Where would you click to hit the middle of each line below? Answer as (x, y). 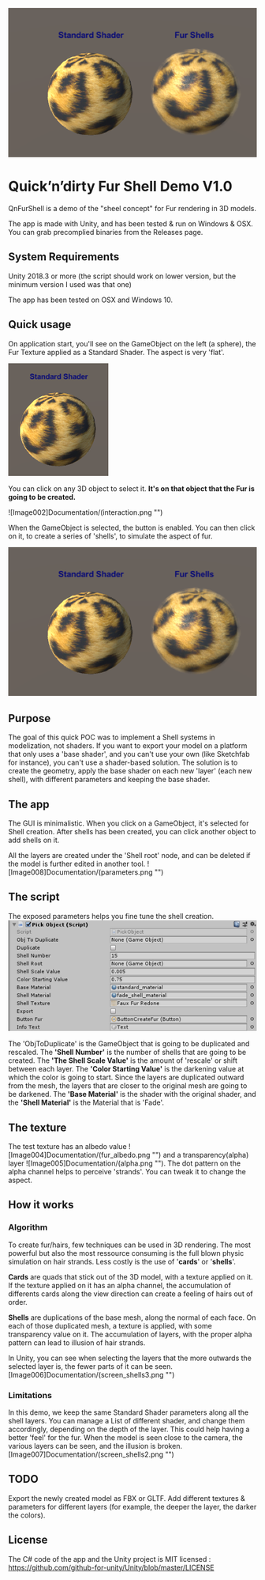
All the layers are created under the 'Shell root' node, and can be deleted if (129, 856)
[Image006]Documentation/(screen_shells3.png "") (91, 1374)
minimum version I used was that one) (70, 284)
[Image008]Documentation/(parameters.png (80, 872)
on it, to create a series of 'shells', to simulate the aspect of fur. (110, 536)
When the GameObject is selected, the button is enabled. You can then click (132, 527)
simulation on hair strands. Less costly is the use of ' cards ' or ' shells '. (122, 1261)
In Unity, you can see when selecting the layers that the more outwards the (130, 1358)
